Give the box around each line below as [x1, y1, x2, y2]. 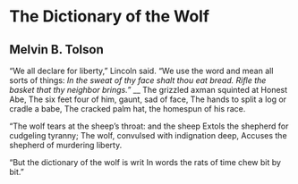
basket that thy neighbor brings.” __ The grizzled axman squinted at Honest [9, 85, 288, 95]
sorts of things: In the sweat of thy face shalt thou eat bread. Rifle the [9, 75, 267, 86]
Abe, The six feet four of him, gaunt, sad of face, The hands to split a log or [9, 94, 287, 105]
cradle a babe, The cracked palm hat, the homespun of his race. [9, 104, 246, 113]
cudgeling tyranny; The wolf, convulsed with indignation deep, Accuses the [9, 130, 288, 140]
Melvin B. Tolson [9, 42, 105, 57]
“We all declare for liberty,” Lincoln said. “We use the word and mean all [9, 65, 274, 76]
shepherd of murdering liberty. [9, 140, 123, 150]
